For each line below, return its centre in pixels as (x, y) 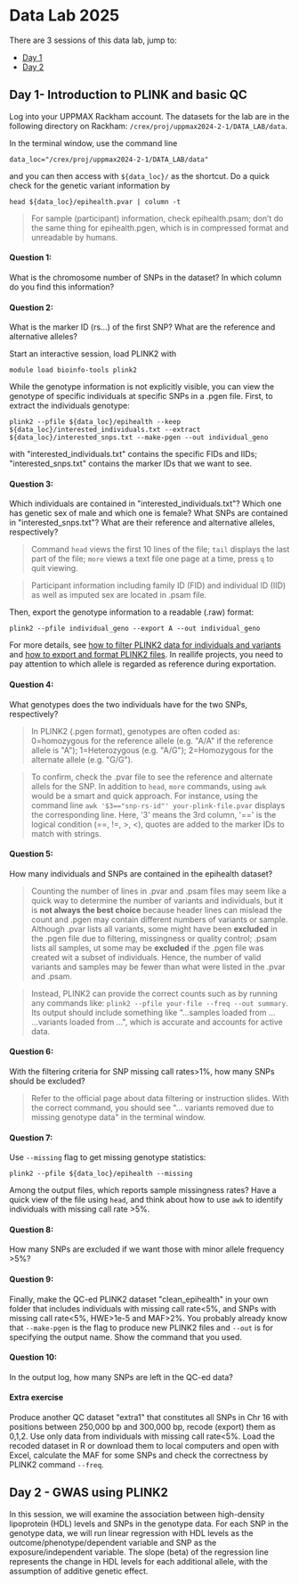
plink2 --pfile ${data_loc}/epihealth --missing (101, 1174)
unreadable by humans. (74, 237)
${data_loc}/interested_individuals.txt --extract (105, 430)
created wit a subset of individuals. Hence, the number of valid (146, 957)
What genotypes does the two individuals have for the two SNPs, (128, 704)
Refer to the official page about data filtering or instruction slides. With (160, 1098)
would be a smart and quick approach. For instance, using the (144, 796)
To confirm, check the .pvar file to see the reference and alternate (152, 777)
